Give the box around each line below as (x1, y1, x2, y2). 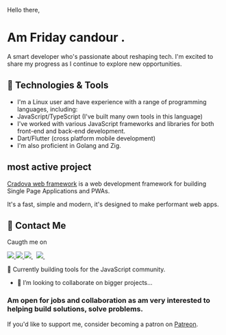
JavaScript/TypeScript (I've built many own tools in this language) (16, 112, 203, 121)
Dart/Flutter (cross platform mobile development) (16, 134, 156, 142)
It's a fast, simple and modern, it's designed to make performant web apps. (7, 200, 219, 208)
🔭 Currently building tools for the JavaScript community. (7, 265, 166, 273)
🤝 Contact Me (7, 219, 66, 232)
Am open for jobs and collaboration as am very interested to (7, 296, 211, 306)
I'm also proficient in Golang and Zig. (16, 141, 121, 149)
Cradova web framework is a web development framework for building (7, 179, 207, 188)
